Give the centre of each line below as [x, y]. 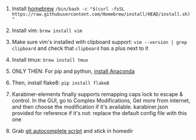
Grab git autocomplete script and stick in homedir [72, 131]
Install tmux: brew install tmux [50, 60]
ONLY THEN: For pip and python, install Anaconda [73, 71]
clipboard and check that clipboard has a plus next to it [80, 48]
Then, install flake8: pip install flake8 [61, 83]
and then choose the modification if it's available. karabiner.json [90, 107]
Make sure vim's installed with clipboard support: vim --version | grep [99, 42]
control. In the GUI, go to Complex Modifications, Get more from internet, [101, 101]
